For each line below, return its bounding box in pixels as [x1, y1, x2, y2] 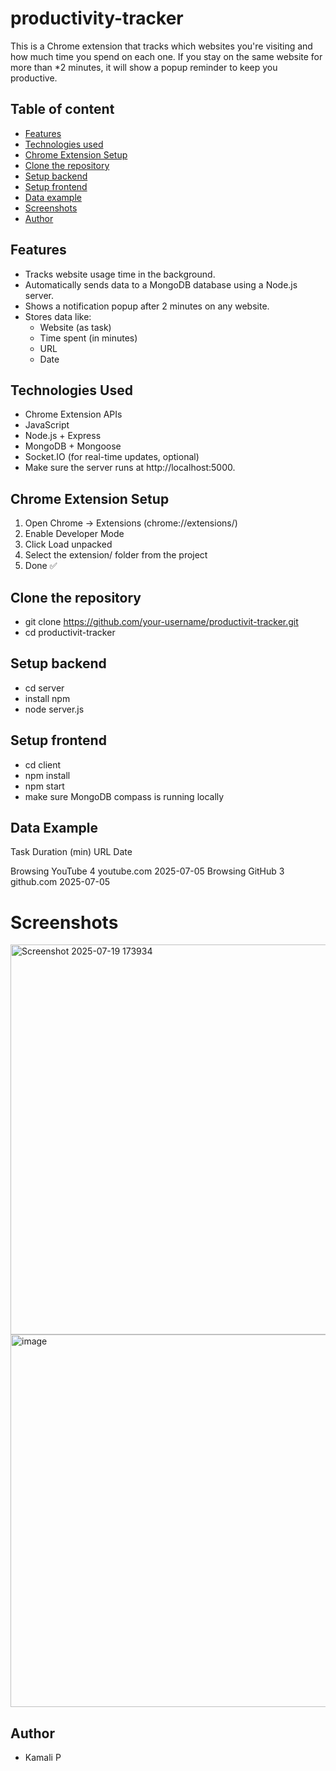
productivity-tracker [10, 7, 184, 30]
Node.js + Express [24, 430, 102, 442]
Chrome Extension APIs [24, 408, 123, 421]
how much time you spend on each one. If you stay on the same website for [10, 50, 323, 62]
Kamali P [24, 1752, 62, 1764]
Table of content [10, 101, 115, 118]
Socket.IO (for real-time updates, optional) [24, 451, 200, 463]
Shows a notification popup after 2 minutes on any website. [24, 300, 270, 312]
